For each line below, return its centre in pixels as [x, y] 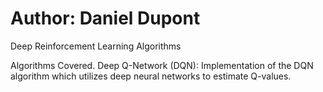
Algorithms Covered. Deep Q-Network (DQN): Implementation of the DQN [162, 65]
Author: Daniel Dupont [105, 18]
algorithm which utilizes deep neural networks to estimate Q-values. [151, 76]
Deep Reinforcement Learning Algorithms [96, 46]
